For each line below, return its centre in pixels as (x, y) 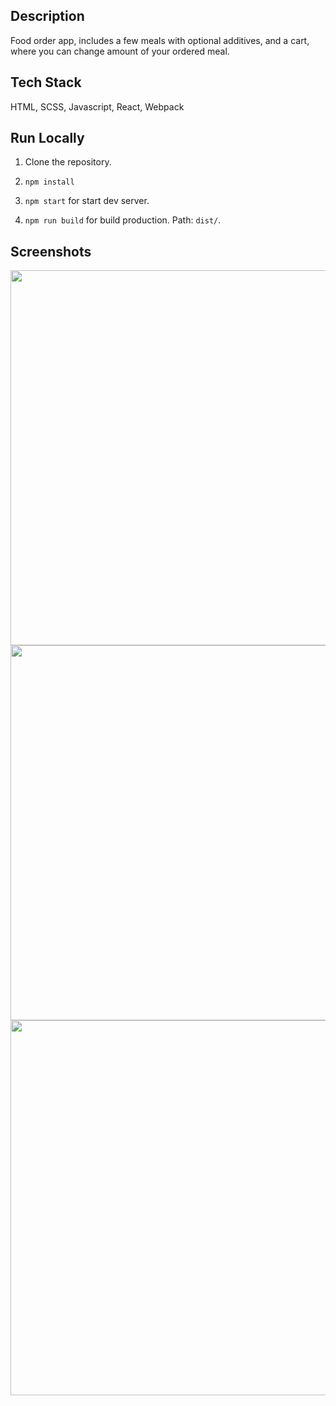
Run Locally (47, 138)
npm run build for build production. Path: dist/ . (123, 220)
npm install (49, 182)
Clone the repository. (68, 162)
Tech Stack (46, 82)
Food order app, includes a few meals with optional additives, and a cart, (160, 40)
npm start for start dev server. (87, 201)
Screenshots (51, 251)
